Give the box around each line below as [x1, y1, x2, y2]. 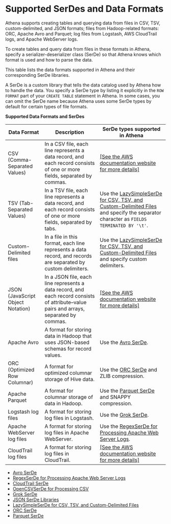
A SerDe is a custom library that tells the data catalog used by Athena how [5, 82, 161, 88]
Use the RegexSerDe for [99, 423, 158, 430]
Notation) [8, 305, 31, 312]
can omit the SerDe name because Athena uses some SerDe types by [5, 98, 152, 104]
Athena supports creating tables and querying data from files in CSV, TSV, [5, 20, 160, 26]
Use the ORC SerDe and [99, 366, 158, 373]
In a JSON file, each [44, 273, 92, 280]
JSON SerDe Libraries [12, 497, 60, 503]
